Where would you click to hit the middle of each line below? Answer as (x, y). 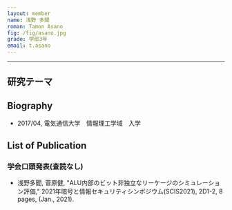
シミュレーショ (199, 182)
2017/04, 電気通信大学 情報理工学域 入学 (79, 123)
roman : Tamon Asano (35, 26)
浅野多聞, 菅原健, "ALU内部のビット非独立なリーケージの (97, 182)
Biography (30, 105)
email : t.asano (29, 46)
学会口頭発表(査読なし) (45, 166)
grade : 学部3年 (27, 39)
